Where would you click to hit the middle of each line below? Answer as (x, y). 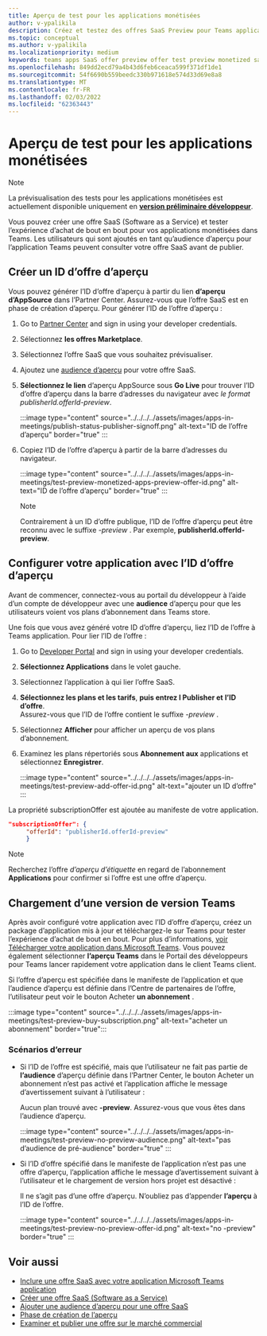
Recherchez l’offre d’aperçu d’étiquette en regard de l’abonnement (117, 870)
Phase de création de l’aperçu (68, 1315)
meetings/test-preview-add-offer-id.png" (87, 786)
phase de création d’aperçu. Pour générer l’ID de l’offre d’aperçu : (115, 308)
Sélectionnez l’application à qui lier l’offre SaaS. (97, 682)
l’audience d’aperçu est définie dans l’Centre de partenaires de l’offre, (122, 988)
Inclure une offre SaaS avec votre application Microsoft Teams (122, 1281)
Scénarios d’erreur (45, 1050)
